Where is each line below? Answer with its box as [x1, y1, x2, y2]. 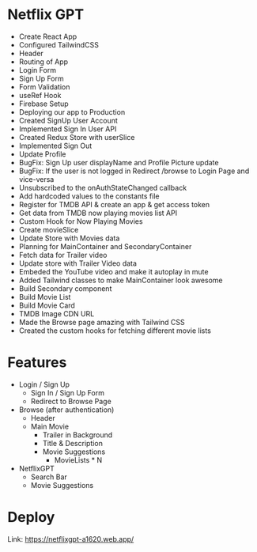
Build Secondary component [18, 283, 112, 293]
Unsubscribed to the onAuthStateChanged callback [18, 183, 187, 192]
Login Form [18, 65, 57, 74]
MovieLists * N [54, 455, 103, 464]
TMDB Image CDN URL [18, 308, 95, 318]
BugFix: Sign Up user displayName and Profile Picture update [18, 157, 219, 167]
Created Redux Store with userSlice [18, 132, 135, 142]
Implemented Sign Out [18, 141, 93, 150]
